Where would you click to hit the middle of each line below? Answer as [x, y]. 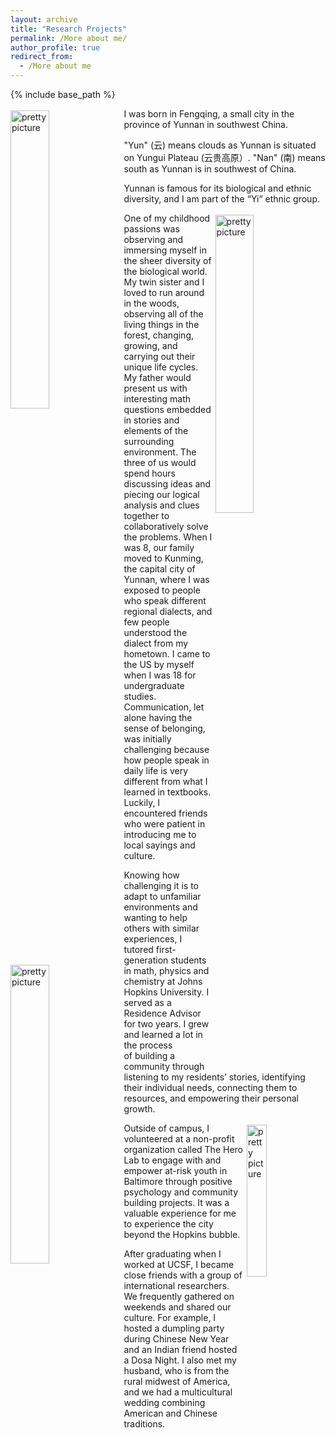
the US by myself [159, 664]
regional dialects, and [168, 611]
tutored [138, 949]
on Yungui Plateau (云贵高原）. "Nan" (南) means [224, 157]
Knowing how [151, 875]
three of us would [160, 462]
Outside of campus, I [166, 1128]
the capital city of [159, 569]
